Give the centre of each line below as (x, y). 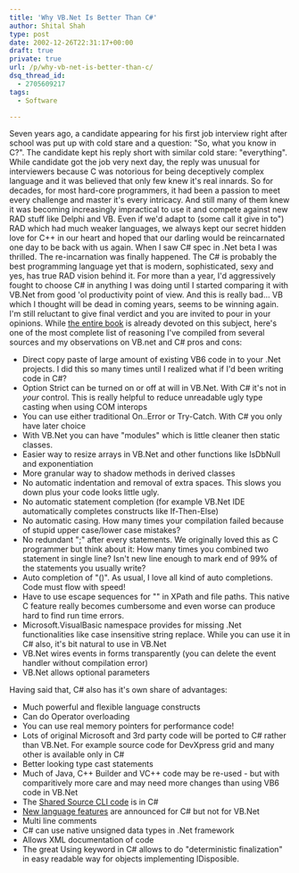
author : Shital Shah (48, 26)
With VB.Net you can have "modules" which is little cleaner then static (151, 436)
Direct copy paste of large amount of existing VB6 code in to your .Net (151, 360)
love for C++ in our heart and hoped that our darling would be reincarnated (147, 238)
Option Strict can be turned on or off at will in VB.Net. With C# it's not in (154, 388)
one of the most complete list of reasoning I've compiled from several (137, 333)
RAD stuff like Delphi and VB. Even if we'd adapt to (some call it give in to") (147, 219)
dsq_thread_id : (37, 76)
